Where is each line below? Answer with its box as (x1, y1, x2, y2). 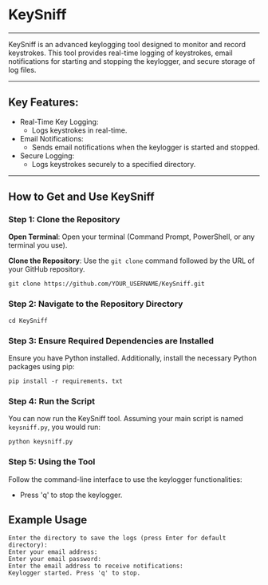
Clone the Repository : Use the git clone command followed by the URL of (8, 256, 255, 265)
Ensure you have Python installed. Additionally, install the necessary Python (8, 353, 257, 363)
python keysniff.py (8, 438, 73, 446)
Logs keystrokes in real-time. (31, 125, 128, 135)
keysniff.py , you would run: (8, 422, 101, 432)
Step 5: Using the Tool (8, 456, 96, 468)
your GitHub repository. (8, 265, 85, 274)
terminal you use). (8, 241, 68, 250)
